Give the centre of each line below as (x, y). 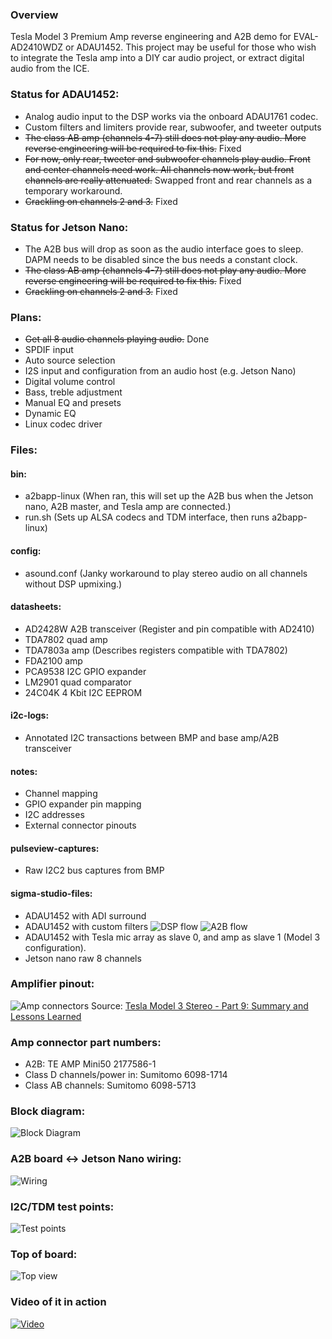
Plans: (26, 317)
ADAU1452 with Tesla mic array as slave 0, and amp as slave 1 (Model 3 (172, 937)
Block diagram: (48, 1111)
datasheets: (36, 607)
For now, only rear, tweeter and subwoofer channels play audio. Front (167, 159)
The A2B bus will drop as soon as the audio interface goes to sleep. (164, 249)
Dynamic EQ (50, 414)
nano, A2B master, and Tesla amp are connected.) (128, 507)
